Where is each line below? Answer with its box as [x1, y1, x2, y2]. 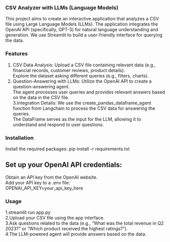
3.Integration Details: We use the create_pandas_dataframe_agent [12, 100, 152, 106]
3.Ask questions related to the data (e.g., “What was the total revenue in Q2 [5, 220, 164, 226]
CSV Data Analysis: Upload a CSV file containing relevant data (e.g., [12, 62, 156, 68]
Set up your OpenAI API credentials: [5, 160, 123, 170]
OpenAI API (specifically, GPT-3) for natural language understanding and [5, 27, 158, 33]
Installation [5, 134, 34, 141]
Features [5, 50, 28, 57]
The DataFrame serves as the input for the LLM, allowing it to [12, 116, 141, 122]
